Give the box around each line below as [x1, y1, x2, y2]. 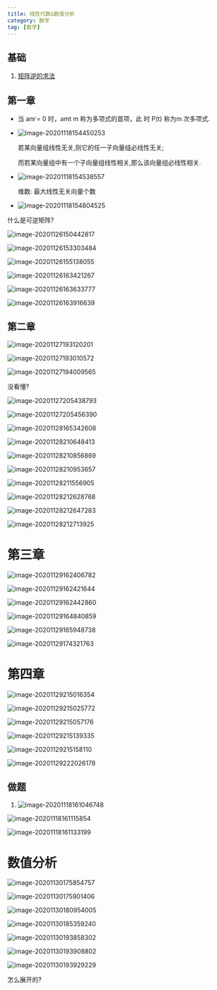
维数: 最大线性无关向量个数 [17, 187, 96, 195]
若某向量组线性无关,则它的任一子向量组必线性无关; [17, 143, 165, 152]
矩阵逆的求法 [17, 72, 55, 80]
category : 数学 [7, 17, 50, 24]
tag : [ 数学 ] [7, 23, 40, 30]
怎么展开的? [7, 975, 42, 984]
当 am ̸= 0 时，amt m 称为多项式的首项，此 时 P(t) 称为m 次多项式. [17, 115, 211, 123]
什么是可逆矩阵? [7, 216, 54, 224]
